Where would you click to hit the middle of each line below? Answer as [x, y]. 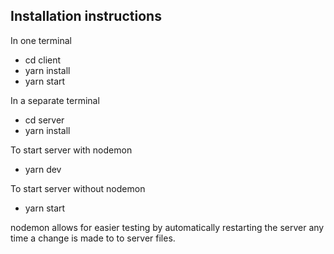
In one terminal [41, 40]
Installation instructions [86, 16]
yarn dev [43, 169]
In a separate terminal [55, 100]
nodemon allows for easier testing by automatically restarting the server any [167, 227]
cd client [43, 60]
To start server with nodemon [71, 150]
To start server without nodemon [78, 188]
